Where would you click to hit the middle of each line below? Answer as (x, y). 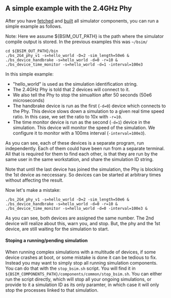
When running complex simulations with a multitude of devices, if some (81, 252)
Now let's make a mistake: (33, 190)
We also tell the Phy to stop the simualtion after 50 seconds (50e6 (82, 95)
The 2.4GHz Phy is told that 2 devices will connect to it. (71, 89)
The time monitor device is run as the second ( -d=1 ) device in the (81, 122)
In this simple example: (29, 74)
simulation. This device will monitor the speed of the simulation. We (84, 127)
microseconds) (29, 100)
